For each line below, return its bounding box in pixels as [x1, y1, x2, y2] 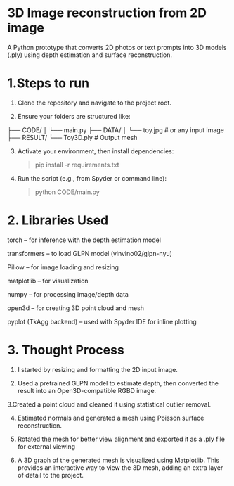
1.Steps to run [7, 75, 90, 91]
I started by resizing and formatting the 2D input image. [17, 365, 178, 373]
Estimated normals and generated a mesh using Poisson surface [17, 414, 204, 422]
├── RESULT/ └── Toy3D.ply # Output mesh [7, 133, 138, 141]
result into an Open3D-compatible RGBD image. [17, 386, 157, 395]
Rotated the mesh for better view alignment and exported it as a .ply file [17, 435, 225, 443]
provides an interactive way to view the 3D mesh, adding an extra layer [17, 463, 223, 472]
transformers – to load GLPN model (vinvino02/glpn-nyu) [7, 249, 172, 257]
